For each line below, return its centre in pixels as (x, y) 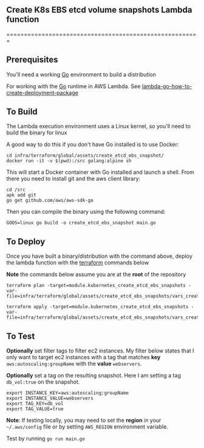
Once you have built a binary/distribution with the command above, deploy (100, 256)
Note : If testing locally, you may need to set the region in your (84, 420)
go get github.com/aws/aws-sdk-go (50, 201)
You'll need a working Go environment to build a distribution (81, 74)
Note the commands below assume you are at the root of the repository (96, 274)
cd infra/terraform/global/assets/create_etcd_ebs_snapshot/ (85, 156)
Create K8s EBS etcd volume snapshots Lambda (99, 10)
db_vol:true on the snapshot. (43, 382)
